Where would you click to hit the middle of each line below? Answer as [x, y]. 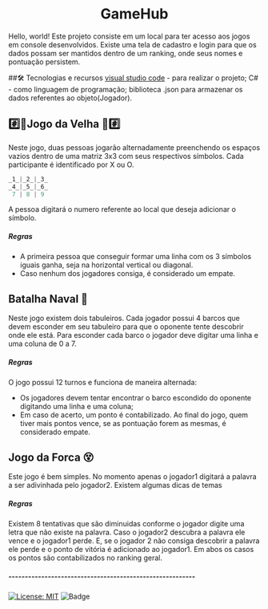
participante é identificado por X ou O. [71, 164]
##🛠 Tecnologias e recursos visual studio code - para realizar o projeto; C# [133, 78]
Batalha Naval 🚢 [48, 299]
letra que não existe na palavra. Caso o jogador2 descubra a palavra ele [127, 532]
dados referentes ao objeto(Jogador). [70, 98]
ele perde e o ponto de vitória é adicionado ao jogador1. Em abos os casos [131, 549]
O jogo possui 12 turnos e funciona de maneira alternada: [103, 383]
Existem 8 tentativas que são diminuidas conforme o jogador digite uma [126, 523]
